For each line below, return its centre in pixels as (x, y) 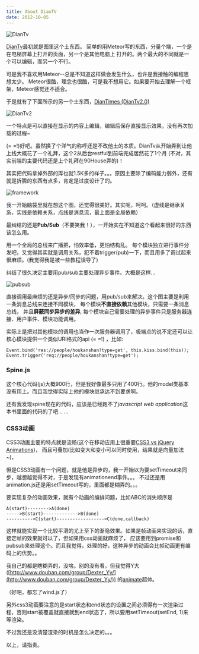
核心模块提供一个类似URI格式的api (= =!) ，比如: (65, 339)
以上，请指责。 (24, 645)
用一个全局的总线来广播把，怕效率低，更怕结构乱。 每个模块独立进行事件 (95, 245)
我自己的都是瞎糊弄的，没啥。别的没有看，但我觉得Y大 (73, 566)
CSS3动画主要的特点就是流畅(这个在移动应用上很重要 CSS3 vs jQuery (90, 442)
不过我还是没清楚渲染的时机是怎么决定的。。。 (61, 632)
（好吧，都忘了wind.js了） (38, 592)
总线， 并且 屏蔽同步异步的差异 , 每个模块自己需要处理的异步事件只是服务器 (97, 311)
